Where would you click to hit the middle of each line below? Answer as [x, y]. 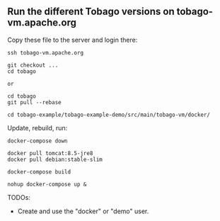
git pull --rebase [34, 102]
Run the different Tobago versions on [91, 12]
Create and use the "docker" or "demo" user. [83, 211]
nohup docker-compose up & [47, 184]
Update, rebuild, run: [37, 127]
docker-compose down [38, 141]
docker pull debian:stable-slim [55, 159]
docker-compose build [39, 172]
